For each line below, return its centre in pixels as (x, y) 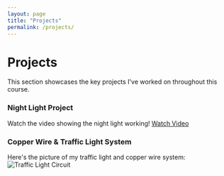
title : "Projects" (34, 21)
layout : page (27, 14)
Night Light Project (40, 108)
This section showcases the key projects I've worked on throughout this (112, 82)
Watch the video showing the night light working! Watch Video (98, 123)
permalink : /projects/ (41, 27)
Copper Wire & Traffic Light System (69, 141)
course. (18, 89)
